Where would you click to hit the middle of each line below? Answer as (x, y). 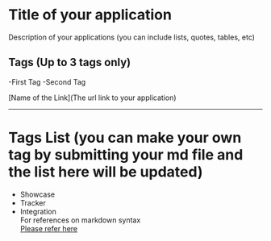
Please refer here (49, 228)
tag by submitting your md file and (126, 154)
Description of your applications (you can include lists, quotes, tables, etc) (132, 37)
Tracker (33, 202)
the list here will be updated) (106, 172)
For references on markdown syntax (80, 220)
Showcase (37, 194)
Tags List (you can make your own (125, 137)
